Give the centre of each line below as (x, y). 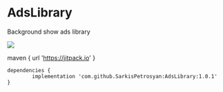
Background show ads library (49, 32)
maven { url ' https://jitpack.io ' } (51, 58)
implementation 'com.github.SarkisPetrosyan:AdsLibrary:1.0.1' (125, 76)
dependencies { (29, 70)
